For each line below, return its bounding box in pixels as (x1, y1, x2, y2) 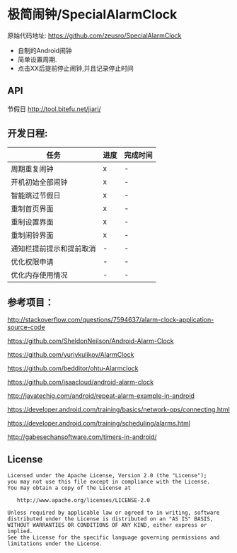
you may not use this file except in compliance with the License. (7, 479, 211, 486)
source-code (7, 323, 45, 331)
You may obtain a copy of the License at (7, 484, 132, 492)
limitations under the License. (7, 540, 103, 547)
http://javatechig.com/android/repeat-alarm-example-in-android (7, 392, 195, 400)
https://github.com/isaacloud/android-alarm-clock (7, 378, 154, 387)
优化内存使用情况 (11, 270, 69, 280)
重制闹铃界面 (11, 230, 54, 240)
